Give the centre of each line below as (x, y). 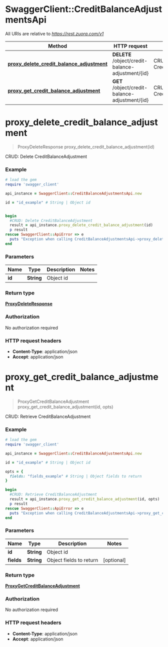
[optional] (114, 560)
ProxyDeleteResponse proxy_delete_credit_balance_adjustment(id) (86, 146)
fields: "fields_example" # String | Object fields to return (76, 476)
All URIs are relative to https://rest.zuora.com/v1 (54, 33)
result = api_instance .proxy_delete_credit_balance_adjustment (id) (81, 225)
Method (58, 46)
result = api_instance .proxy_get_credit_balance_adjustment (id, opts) (85, 499)
